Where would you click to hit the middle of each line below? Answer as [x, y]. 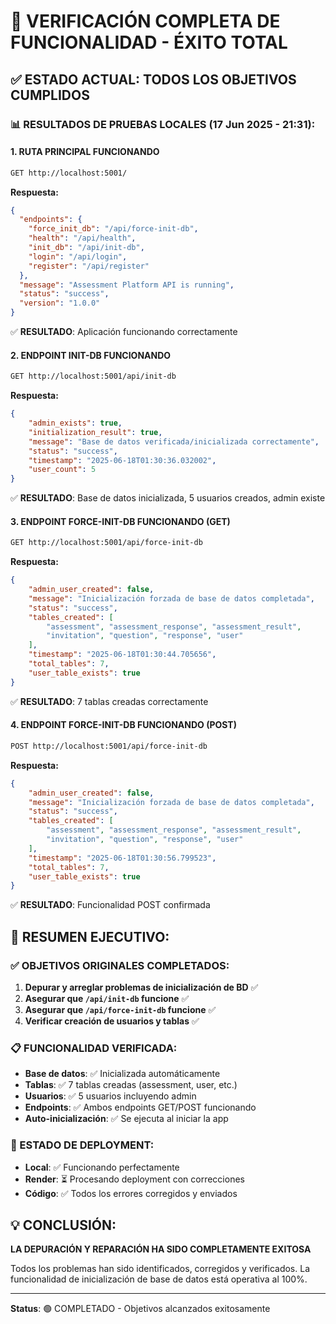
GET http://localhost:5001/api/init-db [93, 376]
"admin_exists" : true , [75, 423]
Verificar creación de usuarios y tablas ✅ [112, 1021]
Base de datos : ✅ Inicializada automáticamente [122, 1074]
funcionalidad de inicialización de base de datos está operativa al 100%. [159, 1279]
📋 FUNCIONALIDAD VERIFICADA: [94, 1048]
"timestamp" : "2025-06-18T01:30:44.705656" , [122, 655]
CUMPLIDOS [50, 95]
